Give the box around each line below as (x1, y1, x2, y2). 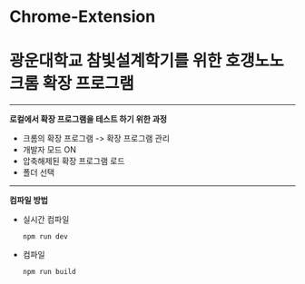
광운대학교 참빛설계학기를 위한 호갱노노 (9, 51, 284, 72)
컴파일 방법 (9, 195, 48, 206)
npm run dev (22, 232, 68, 241)
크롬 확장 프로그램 (9, 73, 134, 94)
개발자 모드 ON (22, 144, 77, 155)
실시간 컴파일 (22, 214, 70, 225)
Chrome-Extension (9, 6, 156, 27)
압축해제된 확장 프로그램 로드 (22, 156, 125, 167)
